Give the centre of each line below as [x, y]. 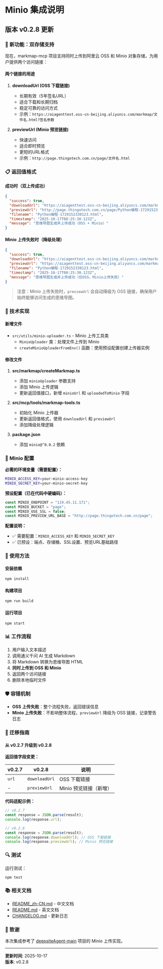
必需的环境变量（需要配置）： [34, 470]
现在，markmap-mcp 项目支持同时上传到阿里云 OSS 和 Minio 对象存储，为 [79, 56]
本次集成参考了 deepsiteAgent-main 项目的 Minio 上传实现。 [65, 941]
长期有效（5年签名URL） [44, 96]
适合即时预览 [32, 146]
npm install [17, 579]
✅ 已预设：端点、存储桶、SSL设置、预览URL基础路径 [65, 542]
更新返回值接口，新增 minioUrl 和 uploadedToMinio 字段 [74, 393]
